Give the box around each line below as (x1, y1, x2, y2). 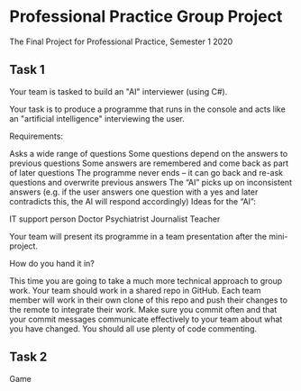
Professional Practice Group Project (9, 6, 283, 27)
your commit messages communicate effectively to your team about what (9, 314, 283, 324)
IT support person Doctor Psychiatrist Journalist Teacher (9, 214, 221, 224)
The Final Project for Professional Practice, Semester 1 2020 (9, 36, 233, 47)
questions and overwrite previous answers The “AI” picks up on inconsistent (9, 177, 293, 187)
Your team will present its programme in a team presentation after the (9, 231, 268, 241)
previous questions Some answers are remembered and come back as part (9, 158, 289, 168)
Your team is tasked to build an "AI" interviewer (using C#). (9, 86, 228, 96)
